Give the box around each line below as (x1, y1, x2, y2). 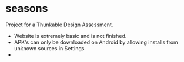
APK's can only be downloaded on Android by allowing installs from (14, 39, 179, 46)
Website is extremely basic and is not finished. (14, 32, 127, 39)
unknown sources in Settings (14, 44, 85, 51)
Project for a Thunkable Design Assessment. (5, 21, 113, 28)
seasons (5, 2, 48, 15)
